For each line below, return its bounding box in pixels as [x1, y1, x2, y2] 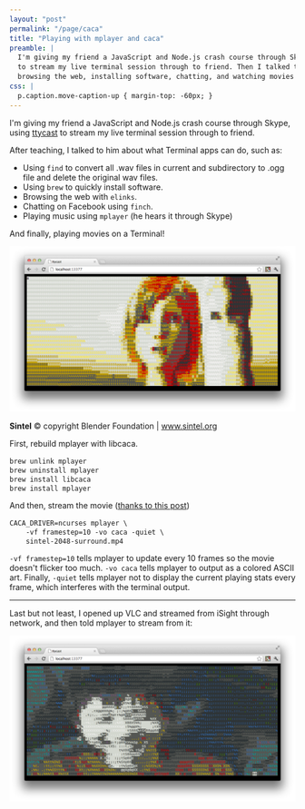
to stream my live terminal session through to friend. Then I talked [17, 63, 290, 72]
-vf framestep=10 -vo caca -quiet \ [25, 528, 165, 538]
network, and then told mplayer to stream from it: [9, 617, 193, 628]
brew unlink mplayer [9, 457, 88, 467]
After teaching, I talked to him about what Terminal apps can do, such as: [9, 144, 283, 155]
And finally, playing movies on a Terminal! [9, 228, 165, 239]
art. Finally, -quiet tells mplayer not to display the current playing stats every [9, 572, 297, 583]
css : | [9, 82, 34, 91]
